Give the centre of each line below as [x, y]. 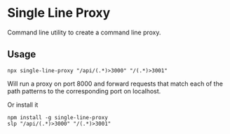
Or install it [23, 105]
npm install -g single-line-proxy [58, 117]
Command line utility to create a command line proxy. [84, 32]
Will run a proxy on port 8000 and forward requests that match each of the [115, 83]
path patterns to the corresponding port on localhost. [84, 91]
